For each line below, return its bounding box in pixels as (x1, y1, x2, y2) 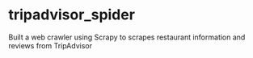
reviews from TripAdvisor (8, 40, 93, 50)
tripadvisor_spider (8, 6, 136, 24)
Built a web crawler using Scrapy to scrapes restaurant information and (8, 32, 246, 42)
